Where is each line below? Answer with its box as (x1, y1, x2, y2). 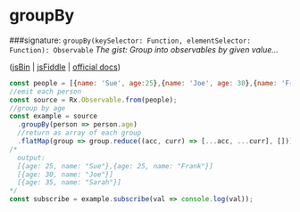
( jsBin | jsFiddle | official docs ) (9, 61, 121, 72)
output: (17, 153, 46, 162)
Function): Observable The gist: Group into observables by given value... (9, 44, 279, 54)
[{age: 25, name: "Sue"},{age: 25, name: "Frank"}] (17, 161, 214, 170)
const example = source (9, 112, 98, 121)
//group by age (9, 103, 66, 112)
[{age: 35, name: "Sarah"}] (17, 178, 122, 187)
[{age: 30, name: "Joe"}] (17, 170, 114, 179)
